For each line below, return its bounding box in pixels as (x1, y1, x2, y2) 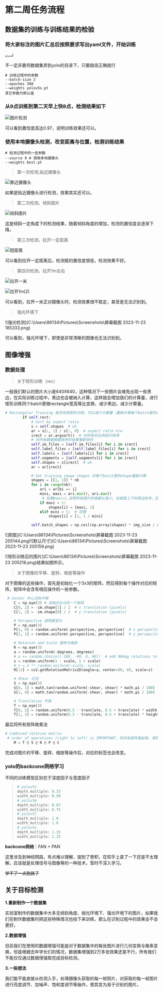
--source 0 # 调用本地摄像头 (5, 156, 59, 161)
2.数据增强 (5, 932, 27, 938)
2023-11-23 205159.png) (5, 544, 55, 550)
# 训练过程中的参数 (5, 73, 39, 78)
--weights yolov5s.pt (5, 85, 49, 90)
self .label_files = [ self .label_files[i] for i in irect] (31, 447, 151, 452)
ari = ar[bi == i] (39, 487, 77, 492)
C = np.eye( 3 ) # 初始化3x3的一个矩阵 (14, 601, 84, 605)
